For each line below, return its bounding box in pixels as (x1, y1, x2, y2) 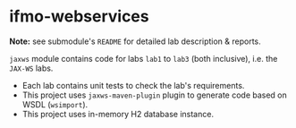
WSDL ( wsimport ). (21, 98, 89, 109)
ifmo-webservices (9, 6, 149, 27)
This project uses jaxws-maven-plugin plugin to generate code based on (21, 90, 288, 100)
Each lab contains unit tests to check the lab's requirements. (21, 80, 245, 90)
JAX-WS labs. (9, 63, 54, 73)
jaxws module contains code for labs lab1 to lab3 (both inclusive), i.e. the (9, 53, 278, 64)
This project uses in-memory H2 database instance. (21, 108, 215, 119)
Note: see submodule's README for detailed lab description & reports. (9, 36, 261, 47)
